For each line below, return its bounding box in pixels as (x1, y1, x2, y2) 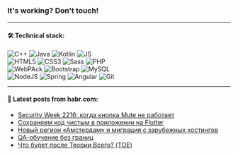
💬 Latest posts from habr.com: (7, 95, 98, 104)
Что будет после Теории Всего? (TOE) (17, 140, 132, 149)
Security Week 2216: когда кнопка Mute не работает (17, 110, 175, 119)
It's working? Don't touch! (7, 6, 99, 16)
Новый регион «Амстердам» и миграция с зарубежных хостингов (17, 126, 218, 134)
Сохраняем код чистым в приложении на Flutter (17, 118, 164, 126)
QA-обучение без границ (17, 133, 94, 141)
